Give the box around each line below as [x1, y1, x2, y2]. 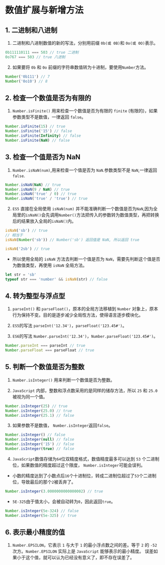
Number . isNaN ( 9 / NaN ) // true [5, 187, 70, 192]
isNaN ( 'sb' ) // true [5, 228, 48, 233]
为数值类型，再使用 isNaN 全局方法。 [12, 262, 87, 268]
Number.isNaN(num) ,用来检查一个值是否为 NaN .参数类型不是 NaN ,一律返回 [12, 167, 158, 173]
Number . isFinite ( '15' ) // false [5, 129, 72, 134]
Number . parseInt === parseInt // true [5, 343, 85, 348]
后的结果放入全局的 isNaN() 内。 [12, 218, 76, 224]
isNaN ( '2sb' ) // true [5, 246, 50, 251]
